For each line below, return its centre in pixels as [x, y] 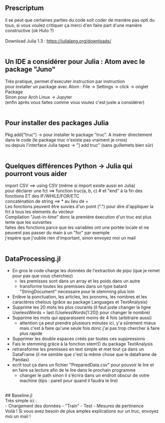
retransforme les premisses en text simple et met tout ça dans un [78, 349]
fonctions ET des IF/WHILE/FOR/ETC [42, 196]
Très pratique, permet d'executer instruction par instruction [65, 81]
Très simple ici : [21, 401]
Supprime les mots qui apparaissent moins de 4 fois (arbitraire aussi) [82, 318]
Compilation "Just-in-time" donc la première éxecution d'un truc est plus [78, 217]
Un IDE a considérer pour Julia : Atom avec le [75, 62]
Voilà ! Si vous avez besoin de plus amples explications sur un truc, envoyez [82, 411]
